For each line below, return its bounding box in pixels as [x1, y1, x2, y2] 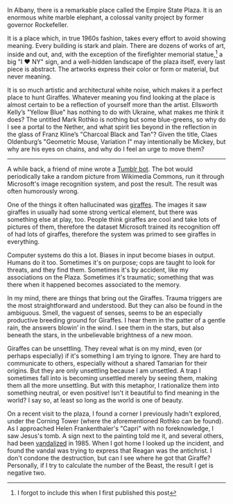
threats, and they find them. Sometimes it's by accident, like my [7, 266, 189, 274]
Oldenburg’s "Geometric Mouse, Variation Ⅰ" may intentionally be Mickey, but [7, 137, 226, 145]
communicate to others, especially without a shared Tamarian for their [7, 359, 208, 367]
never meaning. [7, 72, 52, 81]
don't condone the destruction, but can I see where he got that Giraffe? [7, 453, 211, 462]
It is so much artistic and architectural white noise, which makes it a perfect [7, 86, 223, 94]
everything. [7, 237, 40, 245]
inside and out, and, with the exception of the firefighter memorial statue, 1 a [7, 49, 223, 58]
